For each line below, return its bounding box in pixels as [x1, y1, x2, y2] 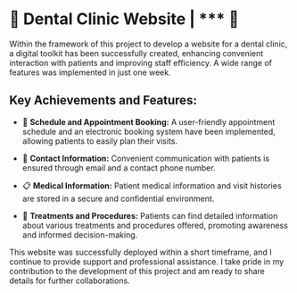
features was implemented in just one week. [9, 67, 171, 78]
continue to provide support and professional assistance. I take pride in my [9, 255, 285, 267]
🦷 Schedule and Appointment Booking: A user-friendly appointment [21, 116, 276, 127]
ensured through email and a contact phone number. [21, 162, 216, 173]
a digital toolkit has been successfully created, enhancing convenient [9, 47, 264, 58]
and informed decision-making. [21, 229, 138, 240]
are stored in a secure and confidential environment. [21, 193, 215, 204]
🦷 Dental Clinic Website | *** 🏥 [9, 9, 239, 29]
